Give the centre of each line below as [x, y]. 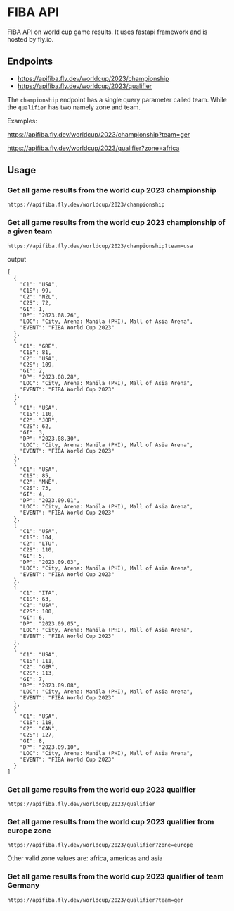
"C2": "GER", [39, 667]
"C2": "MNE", [39, 482]
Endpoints [30, 62]
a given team [30, 231]
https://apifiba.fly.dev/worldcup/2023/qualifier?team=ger [96, 900]
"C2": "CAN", [39, 728]
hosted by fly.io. [31, 39]
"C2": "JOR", [39, 420]
